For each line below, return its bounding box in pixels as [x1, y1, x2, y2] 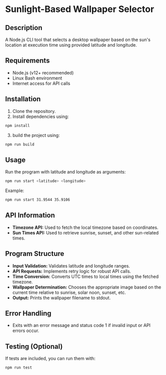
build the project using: [12, 132, 60, 138]
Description [5, 23, 42, 32]
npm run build [5, 141, 35, 147]
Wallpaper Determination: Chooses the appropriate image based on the [12, 284, 162, 290]
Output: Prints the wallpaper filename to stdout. [12, 294, 111, 300]
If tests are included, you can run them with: [5, 355, 96, 361]
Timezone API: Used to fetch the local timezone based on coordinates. [12, 224, 159, 230]
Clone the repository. [12, 108, 56, 114]
